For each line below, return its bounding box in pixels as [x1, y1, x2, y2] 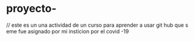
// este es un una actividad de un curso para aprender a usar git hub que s [6, 21, 189, 29]
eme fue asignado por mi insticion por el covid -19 [6, 27, 129, 34]
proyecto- [6, 2, 57, 15]
